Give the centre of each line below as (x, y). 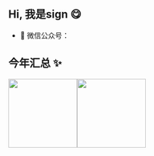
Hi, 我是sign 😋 (45, 14)
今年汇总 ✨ (35, 63)
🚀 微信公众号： (45, 35)
